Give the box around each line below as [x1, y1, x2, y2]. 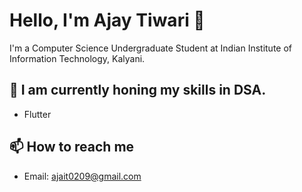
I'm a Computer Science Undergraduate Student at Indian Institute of [9, 42, 293, 54]
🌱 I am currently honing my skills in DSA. [9, 82, 267, 99]
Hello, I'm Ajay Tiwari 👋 [9, 9, 206, 32]
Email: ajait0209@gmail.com [23, 170, 142, 182]
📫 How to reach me [9, 139, 135, 156]
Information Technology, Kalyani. [9, 52, 146, 64]
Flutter [23, 108, 52, 120]
